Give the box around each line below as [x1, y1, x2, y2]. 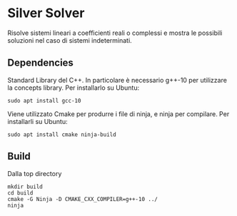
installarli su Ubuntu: [7, 117, 68, 125]
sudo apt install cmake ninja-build [7, 130, 116, 138]
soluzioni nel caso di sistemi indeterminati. [7, 36, 132, 44]
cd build [7, 189, 34, 197]
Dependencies [7, 57, 74, 69]
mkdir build [7, 183, 43, 190]
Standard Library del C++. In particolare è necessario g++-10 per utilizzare [7, 76, 227, 84]
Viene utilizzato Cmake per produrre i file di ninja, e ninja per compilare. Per [7, 109, 230, 118]
